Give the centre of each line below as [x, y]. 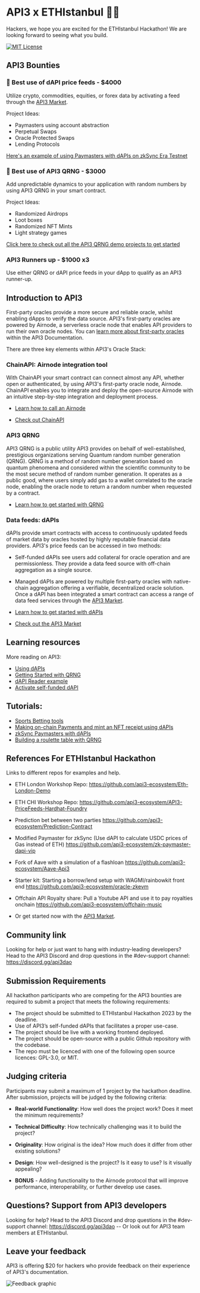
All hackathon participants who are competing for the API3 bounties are [94, 995]
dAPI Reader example [41, 681]
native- [182, 581]
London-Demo [32, 790]
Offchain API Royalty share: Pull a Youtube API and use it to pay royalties [104, 898]
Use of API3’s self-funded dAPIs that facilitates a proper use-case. [96, 1026]
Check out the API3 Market [48, 623]
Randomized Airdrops [41, 213]
